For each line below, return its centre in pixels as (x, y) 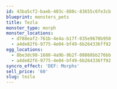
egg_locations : (25, 50)
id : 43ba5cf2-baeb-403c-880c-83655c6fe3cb (58, 11)
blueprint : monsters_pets (37, 17)
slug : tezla (20, 77)
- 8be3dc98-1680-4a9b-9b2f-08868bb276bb (61, 55)
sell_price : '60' (27, 71)
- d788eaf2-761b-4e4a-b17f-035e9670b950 (61, 39)
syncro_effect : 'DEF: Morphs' (43, 66)
